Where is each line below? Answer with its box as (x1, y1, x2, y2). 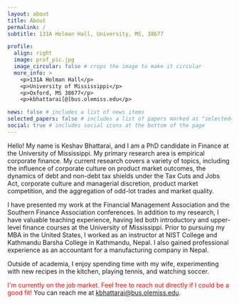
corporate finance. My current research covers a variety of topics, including (7, 156, 230, 165)
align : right (14, 50, 53, 57)
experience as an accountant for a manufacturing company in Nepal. (7, 246, 209, 254)
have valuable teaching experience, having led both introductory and (7, 215, 209, 224)
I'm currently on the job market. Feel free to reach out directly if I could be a (7, 281, 230, 289)
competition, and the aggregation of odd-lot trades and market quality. (7, 186, 215, 195)
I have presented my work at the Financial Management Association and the (7, 200, 230, 209)
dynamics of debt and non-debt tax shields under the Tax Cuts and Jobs (7, 171, 221, 180)
